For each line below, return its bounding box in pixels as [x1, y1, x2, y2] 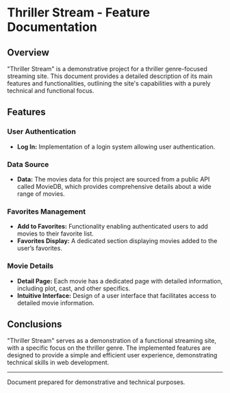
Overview [7, 47, 50, 58]
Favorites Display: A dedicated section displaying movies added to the [16, 237, 218, 245]
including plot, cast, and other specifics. [16, 284, 131, 292]
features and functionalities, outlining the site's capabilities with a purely [7, 79, 211, 87]
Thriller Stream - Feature [7, 5, 151, 21]
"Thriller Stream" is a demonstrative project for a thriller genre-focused [7, 65, 207, 73]
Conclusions [7, 318, 62, 330]
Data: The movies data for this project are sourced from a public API [16, 175, 210, 183]
